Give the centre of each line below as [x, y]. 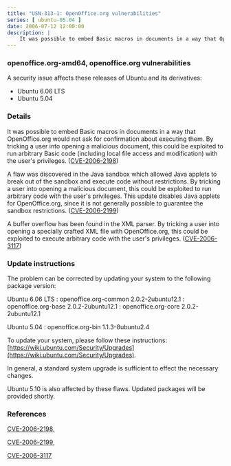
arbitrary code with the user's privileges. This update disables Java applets [114, 196]
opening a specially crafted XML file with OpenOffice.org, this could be [108, 231]
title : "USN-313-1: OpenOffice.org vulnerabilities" [84, 13]
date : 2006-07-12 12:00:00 [46, 26]
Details [19, 116]
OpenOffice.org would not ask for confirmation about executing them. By [110, 139]
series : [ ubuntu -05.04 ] [44, 20]
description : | [29, 33]
